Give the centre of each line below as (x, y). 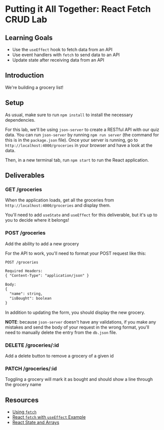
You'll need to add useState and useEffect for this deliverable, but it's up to (81, 215)
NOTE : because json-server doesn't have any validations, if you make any (81, 322)
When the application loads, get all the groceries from (60, 200)
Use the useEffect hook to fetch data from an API (62, 50)
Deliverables (25, 176)
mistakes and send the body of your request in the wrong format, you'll (77, 327)
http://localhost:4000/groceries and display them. (58, 205)
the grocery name (23, 385)
